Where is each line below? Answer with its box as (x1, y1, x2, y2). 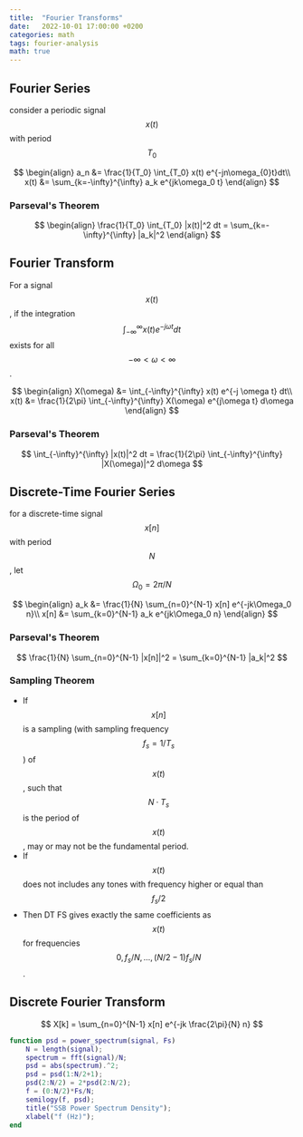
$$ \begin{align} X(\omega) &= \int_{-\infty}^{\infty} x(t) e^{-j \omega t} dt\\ (11, 386, 293, 397)
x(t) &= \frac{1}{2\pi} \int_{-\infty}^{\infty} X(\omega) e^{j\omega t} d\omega (10, 395, 294, 406)
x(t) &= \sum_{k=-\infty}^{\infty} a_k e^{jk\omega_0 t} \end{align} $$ (24, 176, 280, 187)
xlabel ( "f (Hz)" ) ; (25, 1112, 95, 1121)
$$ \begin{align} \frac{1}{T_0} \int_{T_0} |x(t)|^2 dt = (34, 219, 229, 231)
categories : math (9, 30, 75, 39)
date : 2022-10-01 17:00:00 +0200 (9, 22, 144, 31)
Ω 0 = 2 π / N (132, 579, 172, 592)
